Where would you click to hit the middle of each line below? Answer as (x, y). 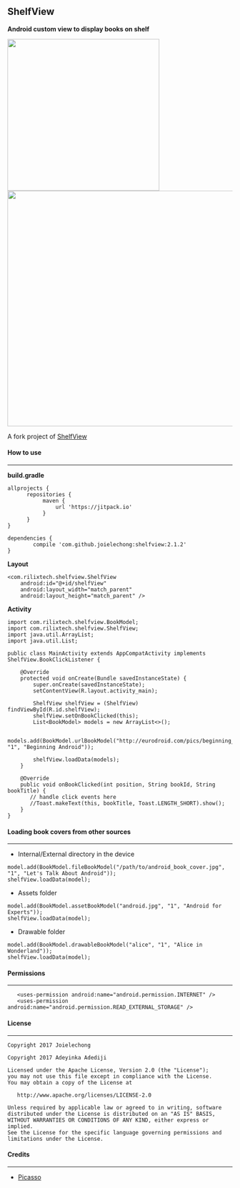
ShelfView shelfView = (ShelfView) (86, 704)
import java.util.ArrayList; (51, 635)
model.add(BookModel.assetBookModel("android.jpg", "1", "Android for (115, 906)
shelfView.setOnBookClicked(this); (86, 716)
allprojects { (29, 488)
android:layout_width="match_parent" (76, 590)
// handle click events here (73, 797)
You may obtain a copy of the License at (70, 1082)
